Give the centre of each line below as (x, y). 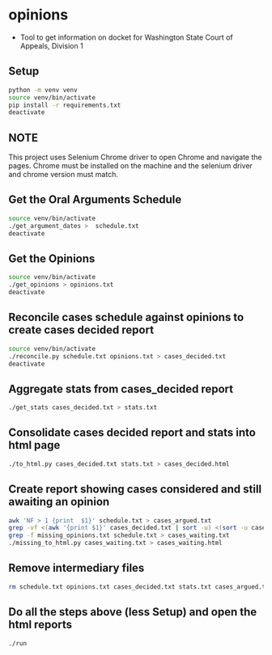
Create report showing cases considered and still (135, 490)
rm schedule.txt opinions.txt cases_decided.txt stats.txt (110, 587)
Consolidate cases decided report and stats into (132, 433)
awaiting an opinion (59, 502)
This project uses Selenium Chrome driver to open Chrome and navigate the (135, 157)
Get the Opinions (52, 258)
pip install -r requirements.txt (65, 105)
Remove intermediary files (76, 568)
